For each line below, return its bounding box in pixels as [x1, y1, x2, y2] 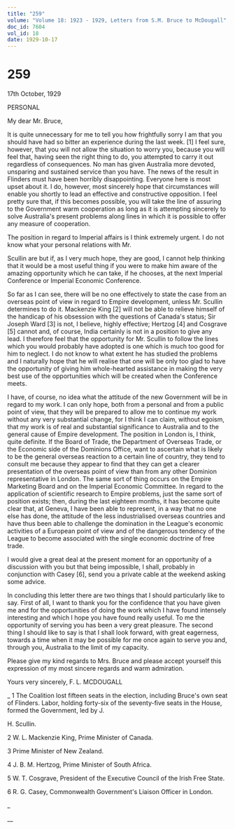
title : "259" [7, 10, 45, 18]
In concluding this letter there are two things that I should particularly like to [7, 591, 225, 599]
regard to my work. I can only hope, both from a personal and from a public [7, 400, 224, 409]
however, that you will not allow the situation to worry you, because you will [7, 145, 225, 154]
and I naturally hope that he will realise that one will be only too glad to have [7, 357, 226, 365]
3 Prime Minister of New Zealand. [7, 747, 104, 755]
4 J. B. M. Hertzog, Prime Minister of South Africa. [7, 760, 152, 769]
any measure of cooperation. [7, 220, 91, 228]
